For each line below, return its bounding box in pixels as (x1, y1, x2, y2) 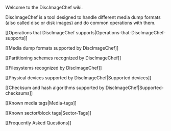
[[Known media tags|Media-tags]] (5, 100, 77, 106)
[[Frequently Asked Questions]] (5, 120, 71, 126)
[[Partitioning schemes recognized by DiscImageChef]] (5, 55, 121, 61)
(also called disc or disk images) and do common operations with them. (5, 20, 156, 26)
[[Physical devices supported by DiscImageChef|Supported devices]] (5, 75, 152, 81)
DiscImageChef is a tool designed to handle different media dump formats (5, 14, 161, 20)
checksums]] (5, 90, 33, 96)
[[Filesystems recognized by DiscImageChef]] (5, 65, 102, 71)
